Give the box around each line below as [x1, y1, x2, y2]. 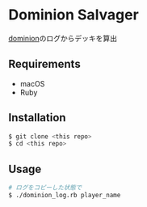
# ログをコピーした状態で [8, 184, 82, 192]
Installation [8, 111, 66, 125]
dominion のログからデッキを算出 [8, 33, 117, 43]
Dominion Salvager [8, 6, 139, 24]
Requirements [8, 57, 81, 71]
